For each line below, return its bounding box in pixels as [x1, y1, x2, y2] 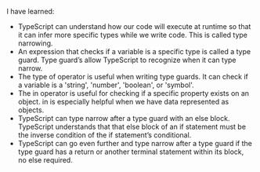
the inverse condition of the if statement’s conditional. [17, 130, 192, 140]
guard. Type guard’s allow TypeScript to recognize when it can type [17, 55, 237, 64]
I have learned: [6, 7, 55, 16]
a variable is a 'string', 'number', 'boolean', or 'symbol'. [17, 80, 194, 90]
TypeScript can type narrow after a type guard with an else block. [17, 114, 230, 123]
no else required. [17, 156, 73, 164]
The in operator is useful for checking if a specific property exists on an [17, 89, 250, 97]
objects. [17, 105, 45, 115]
